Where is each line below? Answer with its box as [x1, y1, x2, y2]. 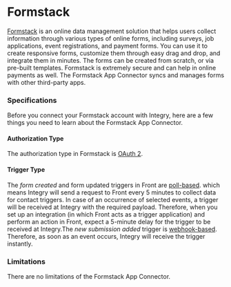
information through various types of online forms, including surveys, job [7, 34, 214, 42]
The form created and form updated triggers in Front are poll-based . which [7, 181, 221, 189]
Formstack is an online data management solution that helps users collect [7, 27, 217, 35]
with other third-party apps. [7, 78, 86, 86]
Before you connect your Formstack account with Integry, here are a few [7, 111, 214, 119]
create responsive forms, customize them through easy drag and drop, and [7, 49, 221, 57]
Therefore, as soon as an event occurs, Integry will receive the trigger [7, 232, 205, 240]
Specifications [7, 95, 57, 105]
